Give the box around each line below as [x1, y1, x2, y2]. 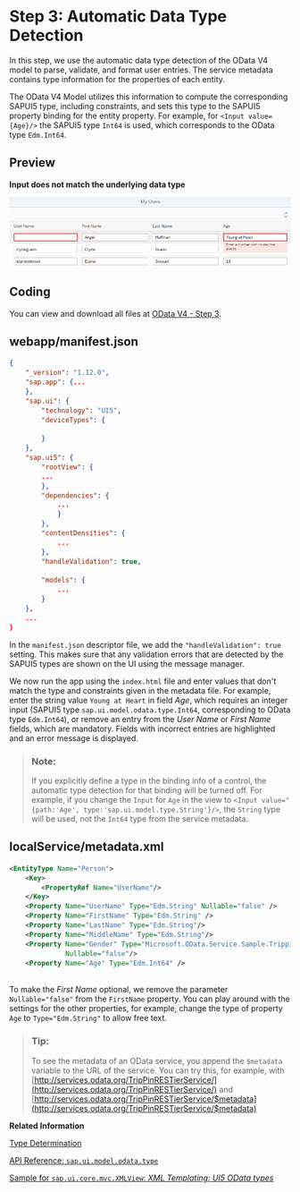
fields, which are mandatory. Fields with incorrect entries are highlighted [9, 723, 276, 734]
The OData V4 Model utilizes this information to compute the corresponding [9, 91, 288, 102]
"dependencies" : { [41, 490, 110, 500]
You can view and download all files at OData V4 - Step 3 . [9, 308, 221, 319]
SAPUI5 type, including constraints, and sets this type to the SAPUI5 [9, 100, 261, 111]
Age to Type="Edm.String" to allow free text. [9, 1013, 168, 1024]
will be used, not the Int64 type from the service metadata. [30, 813, 248, 824]
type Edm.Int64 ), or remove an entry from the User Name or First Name [9, 713, 271, 724]
